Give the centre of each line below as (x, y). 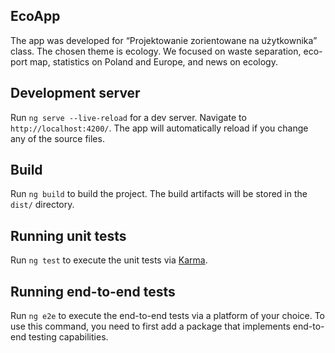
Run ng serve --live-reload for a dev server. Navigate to (128, 117)
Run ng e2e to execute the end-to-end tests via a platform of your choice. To (168, 316)
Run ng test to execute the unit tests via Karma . (109, 260)
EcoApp (35, 16)
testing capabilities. (68, 337)
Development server (75, 93)
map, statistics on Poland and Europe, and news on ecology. (153, 61)
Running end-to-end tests (93, 291)
